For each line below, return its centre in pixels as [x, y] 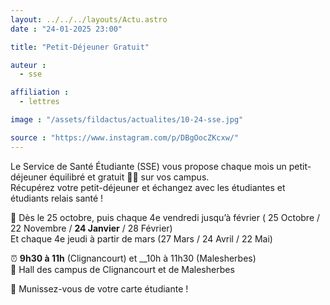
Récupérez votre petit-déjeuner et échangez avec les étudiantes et [148, 187]
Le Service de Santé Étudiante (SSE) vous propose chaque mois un [148, 166]
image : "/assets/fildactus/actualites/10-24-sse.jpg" [127, 120]
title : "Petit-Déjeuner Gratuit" [80, 47]
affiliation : [40, 92]
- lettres [39, 102]
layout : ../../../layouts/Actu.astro [89, 19]
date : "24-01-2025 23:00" [66, 29]
